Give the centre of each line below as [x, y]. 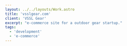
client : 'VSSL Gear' [26, 18]
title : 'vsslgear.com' [28, 14]
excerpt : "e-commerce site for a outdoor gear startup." [64, 23]
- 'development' [26, 32]
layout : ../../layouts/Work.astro [40, 9]
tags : [10, 27]
